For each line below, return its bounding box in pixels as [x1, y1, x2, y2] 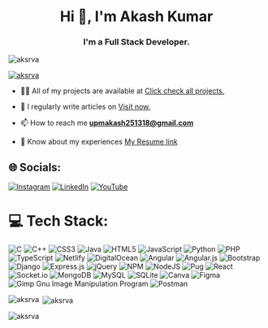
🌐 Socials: [8, 160, 62, 174]
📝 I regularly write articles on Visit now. [19, 101, 151, 112]
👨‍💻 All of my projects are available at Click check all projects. [19, 86, 225, 96]
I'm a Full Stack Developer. [83, 37, 190, 48]
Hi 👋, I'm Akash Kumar [59, 7, 214, 26]
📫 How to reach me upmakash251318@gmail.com [19, 118, 194, 128]
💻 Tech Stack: [8, 212, 109, 231]
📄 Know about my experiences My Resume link [19, 137, 178, 147]
